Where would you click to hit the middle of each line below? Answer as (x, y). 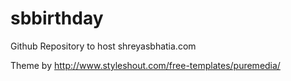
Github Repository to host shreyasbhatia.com (103, 46)
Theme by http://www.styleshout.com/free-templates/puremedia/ (145, 65)
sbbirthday (57, 18)
